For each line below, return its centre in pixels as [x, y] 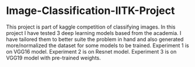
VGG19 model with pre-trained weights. [54, 58]
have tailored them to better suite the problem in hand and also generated [95, 39]
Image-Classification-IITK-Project [90, 11]
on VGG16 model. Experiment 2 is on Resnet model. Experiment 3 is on [91, 51]
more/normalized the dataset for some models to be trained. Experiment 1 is [97, 45]
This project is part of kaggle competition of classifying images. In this [91, 27]
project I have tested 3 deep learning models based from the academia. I [94, 33]
